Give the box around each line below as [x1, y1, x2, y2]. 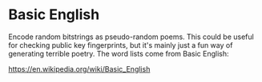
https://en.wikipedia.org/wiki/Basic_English [8, 64, 151, 73]
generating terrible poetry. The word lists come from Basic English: [8, 49, 230, 58]
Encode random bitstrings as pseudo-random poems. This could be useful [8, 32, 254, 41]
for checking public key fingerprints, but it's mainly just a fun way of [8, 40, 233, 49]
